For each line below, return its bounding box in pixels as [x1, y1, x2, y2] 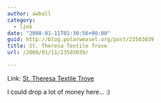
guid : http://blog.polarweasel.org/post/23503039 [7, 36, 155, 43]
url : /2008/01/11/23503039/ [7, 49, 89, 56]
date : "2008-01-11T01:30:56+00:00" [7, 29, 111, 37]
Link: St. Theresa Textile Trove [7, 74, 94, 82]
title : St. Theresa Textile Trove [7, 42, 108, 49]
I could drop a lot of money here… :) [7, 88, 110, 96]
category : [7, 17, 36, 24]
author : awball [7, 10, 52, 17]
